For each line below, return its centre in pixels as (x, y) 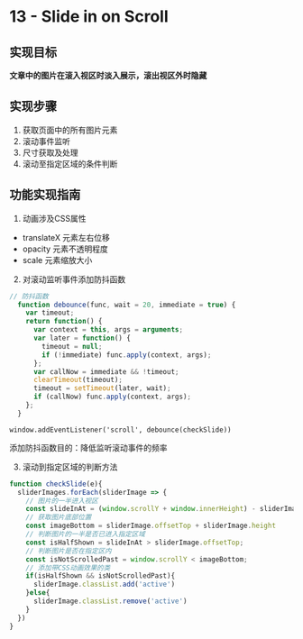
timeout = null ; (72, 346)
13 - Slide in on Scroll (89, 17)
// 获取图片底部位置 (59, 517)
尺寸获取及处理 (50, 152)
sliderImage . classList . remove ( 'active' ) (110, 601)
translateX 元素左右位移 (66, 237)
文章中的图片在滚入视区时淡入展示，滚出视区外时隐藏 (108, 75)
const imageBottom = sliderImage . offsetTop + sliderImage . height (151, 526)
